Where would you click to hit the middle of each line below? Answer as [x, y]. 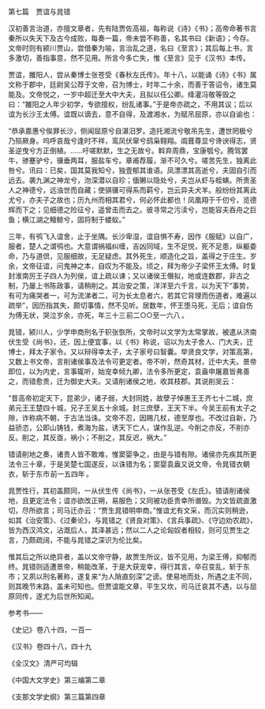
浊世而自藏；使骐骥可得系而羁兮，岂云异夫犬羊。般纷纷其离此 [157, 190]
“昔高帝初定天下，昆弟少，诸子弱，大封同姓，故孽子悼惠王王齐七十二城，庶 [131, 398]
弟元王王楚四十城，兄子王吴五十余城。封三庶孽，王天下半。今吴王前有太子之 [132, 408]
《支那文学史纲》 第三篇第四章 [57, 697]
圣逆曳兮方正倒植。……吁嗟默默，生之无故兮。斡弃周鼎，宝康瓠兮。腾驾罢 [128, 151]
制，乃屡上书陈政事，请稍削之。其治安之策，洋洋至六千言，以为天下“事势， [131, 285]
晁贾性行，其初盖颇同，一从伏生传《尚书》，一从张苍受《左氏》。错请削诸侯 [129, 491]
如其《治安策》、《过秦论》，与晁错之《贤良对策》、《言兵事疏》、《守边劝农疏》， [132, 520]
